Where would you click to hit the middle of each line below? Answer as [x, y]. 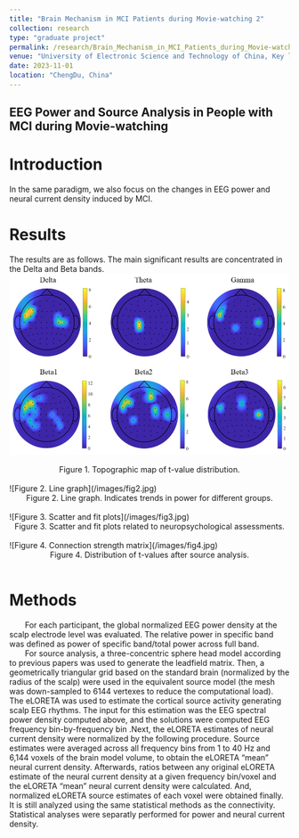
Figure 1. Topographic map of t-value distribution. [149, 469]
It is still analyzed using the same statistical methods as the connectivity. [142, 805]
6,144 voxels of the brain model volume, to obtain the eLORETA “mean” [139, 757]
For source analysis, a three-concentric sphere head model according [154, 653]
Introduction [56, 164]
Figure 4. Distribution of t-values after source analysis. [149, 555]
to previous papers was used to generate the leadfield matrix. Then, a [137, 662]
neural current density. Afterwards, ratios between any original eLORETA [142, 767]
